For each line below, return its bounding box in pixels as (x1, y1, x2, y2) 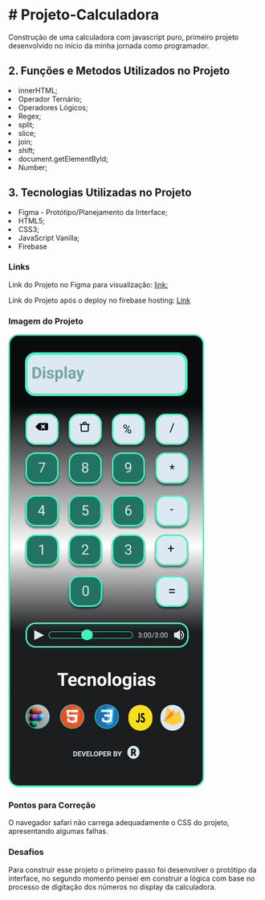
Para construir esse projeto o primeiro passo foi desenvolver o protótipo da (8, 865, 257, 874)
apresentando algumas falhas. (8, 827, 108, 836)
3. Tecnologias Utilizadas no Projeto (8, 186, 192, 200)
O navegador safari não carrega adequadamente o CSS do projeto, (8, 818, 230, 828)
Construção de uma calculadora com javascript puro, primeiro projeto (8, 32, 239, 42)
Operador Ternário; (18, 94, 82, 104)
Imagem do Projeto (8, 316, 84, 327)
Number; (18, 163, 48, 172)
